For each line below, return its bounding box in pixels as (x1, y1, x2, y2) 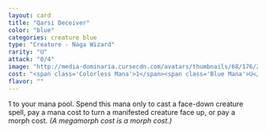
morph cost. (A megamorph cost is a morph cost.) (8, 116, 173, 125)
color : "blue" (8, 26, 55, 34)
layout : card (8, 11, 51, 20)
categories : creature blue (8, 33, 97, 42)
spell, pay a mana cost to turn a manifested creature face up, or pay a (8, 107, 236, 116)
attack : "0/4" (8, 56, 55, 64)
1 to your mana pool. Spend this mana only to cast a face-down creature (8, 99, 244, 109)
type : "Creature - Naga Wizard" (8, 41, 115, 49)
